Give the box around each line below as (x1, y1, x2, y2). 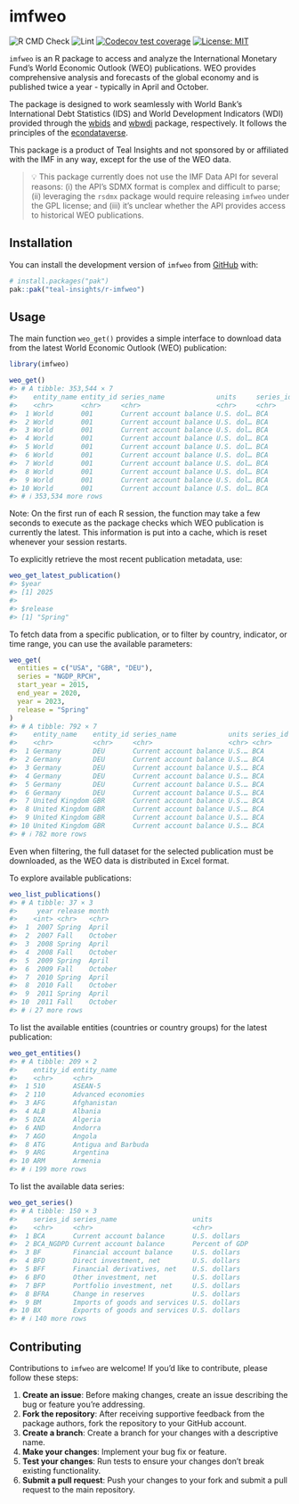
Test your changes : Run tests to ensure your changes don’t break (21, 1456, 264, 1467)
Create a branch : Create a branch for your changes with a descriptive (21, 1427, 279, 1438)
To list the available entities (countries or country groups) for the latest (9, 1021, 268, 1032)
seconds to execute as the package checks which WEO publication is (9, 517, 264, 528)
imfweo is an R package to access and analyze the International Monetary (9, 53, 278, 63)
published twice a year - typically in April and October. (9, 81, 209, 92)
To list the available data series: (9, 1181, 125, 1192)
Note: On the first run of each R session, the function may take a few (9, 508, 261, 519)
